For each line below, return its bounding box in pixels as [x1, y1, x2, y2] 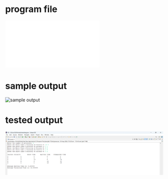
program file [5, 4, 58, 15]
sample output [5, 80, 67, 92]
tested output [5, 114, 63, 126]
